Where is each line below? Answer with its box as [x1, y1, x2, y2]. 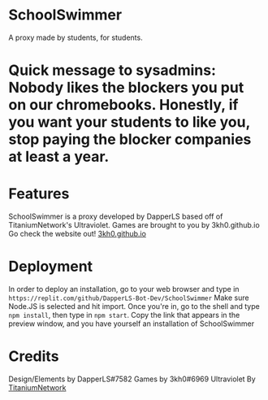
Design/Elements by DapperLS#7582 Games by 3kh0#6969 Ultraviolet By [8, 374, 256, 384]
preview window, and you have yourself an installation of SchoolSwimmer [8, 319, 254, 328]
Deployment [8, 258, 93, 276]
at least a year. [8, 148, 110, 166]
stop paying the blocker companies [8, 130, 252, 149]
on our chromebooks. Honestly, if [8, 96, 239, 115]
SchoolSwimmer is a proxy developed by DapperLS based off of [8, 211, 223, 221]
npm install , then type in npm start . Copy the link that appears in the [8, 311, 240, 320]
